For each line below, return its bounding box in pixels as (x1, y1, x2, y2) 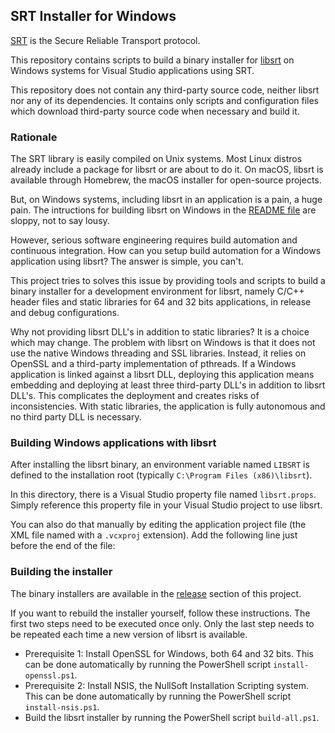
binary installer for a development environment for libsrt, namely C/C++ (10, 285, 305, 298)
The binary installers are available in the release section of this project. (10, 587, 302, 599)
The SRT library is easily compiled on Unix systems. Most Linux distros (10, 153, 303, 165)
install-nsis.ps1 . (24, 700, 100, 713)
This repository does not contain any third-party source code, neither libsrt (10, 84, 320, 96)
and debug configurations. (10, 307, 120, 319)
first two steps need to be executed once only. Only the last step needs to (10, 617, 315, 629)
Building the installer (10, 565, 113, 579)
